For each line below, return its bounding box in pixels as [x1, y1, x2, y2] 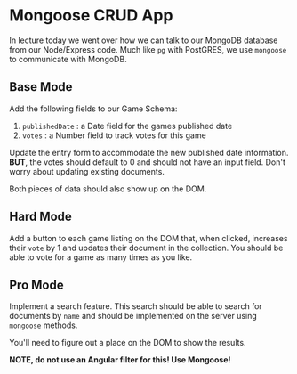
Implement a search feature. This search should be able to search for [9, 301, 262, 312]
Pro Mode [9, 277, 64, 292]
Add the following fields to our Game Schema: [9, 103, 178, 114]
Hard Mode [9, 209, 73, 224]
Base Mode [9, 79, 73, 94]
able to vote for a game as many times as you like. [9, 251, 193, 263]
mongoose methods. [9, 320, 78, 330]
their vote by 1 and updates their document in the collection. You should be [9, 242, 284, 253]
